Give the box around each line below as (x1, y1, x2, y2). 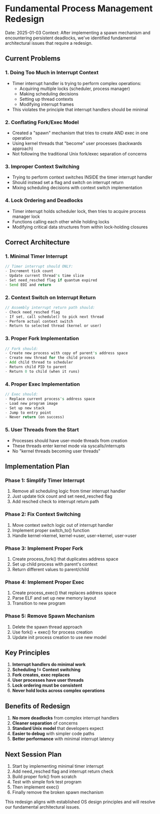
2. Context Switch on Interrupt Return (5, 294, 96, 301)
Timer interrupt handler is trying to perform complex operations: (12, 80, 142, 86)
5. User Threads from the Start (5, 426, 79, 433)
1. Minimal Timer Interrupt (5, 253, 68, 260)
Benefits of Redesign (5, 702, 70, 710)
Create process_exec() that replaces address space (12, 590, 116, 596)
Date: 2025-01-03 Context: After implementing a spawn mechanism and (5, 30, 151, 35)
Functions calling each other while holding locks (12, 218, 110, 224)
